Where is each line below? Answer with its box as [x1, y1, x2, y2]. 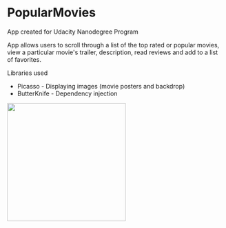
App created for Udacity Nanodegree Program [7, 27, 139, 36]
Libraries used [7, 69, 48, 77]
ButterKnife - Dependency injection [17, 89, 118, 98]
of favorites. [7, 55, 41, 63]
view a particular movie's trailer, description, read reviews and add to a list [7, 48, 218, 56]
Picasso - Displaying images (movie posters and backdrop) [17, 82, 185, 90]
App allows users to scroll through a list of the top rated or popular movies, [7, 41, 220, 49]
